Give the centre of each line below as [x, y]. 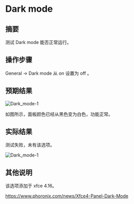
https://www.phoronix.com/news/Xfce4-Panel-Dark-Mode [67, 196]
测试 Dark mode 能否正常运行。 [38, 42]
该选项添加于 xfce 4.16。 [31, 186]
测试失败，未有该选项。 [30, 145]
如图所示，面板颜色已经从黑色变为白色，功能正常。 [59, 114]
